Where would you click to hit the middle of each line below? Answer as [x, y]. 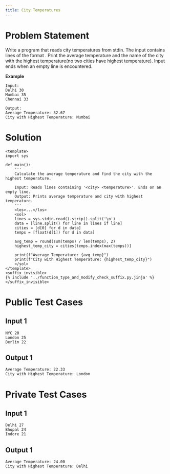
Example [15, 76]
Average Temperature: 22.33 [35, 370]
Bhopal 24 [16, 430]
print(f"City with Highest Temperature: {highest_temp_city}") [83, 259]
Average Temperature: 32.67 [35, 113]
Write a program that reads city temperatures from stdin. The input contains [85, 50]
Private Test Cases [46, 394]
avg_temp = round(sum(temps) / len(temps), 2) [65, 241]
